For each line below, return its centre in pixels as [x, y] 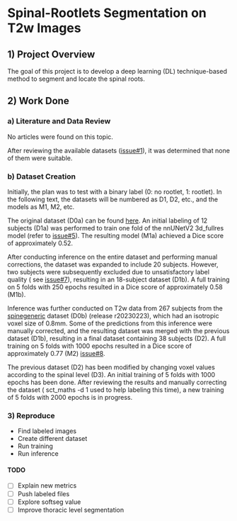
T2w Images [44, 28]
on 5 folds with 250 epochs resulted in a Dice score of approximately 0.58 [115, 287]
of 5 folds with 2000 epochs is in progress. [70, 397]
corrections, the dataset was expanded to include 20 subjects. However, [113, 264]
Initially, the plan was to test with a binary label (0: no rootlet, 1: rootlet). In [115, 191]
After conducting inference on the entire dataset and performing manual [112, 257]
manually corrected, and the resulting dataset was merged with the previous [118, 330]
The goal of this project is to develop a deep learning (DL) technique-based [117, 71]
